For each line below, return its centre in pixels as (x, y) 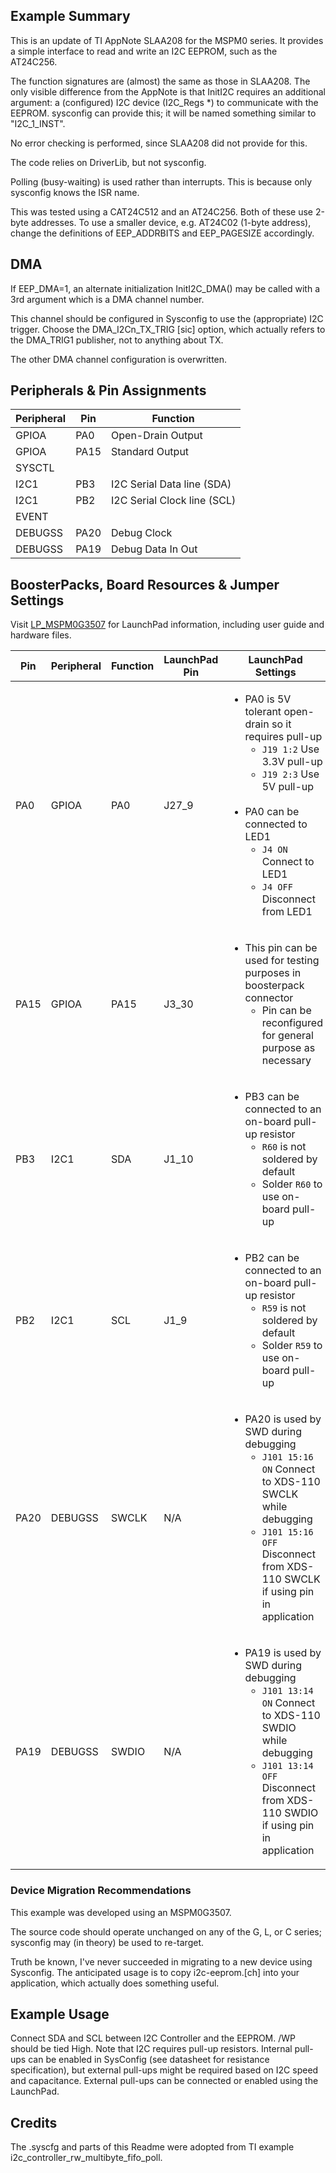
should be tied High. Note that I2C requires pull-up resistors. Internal (151, 2049)
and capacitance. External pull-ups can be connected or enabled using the (164, 2081)
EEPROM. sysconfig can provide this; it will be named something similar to (163, 113)
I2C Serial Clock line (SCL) (174, 501)
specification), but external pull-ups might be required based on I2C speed (164, 2070)
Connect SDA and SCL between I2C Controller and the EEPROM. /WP (153, 2038)
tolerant (263, 712)
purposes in (273, 973)
